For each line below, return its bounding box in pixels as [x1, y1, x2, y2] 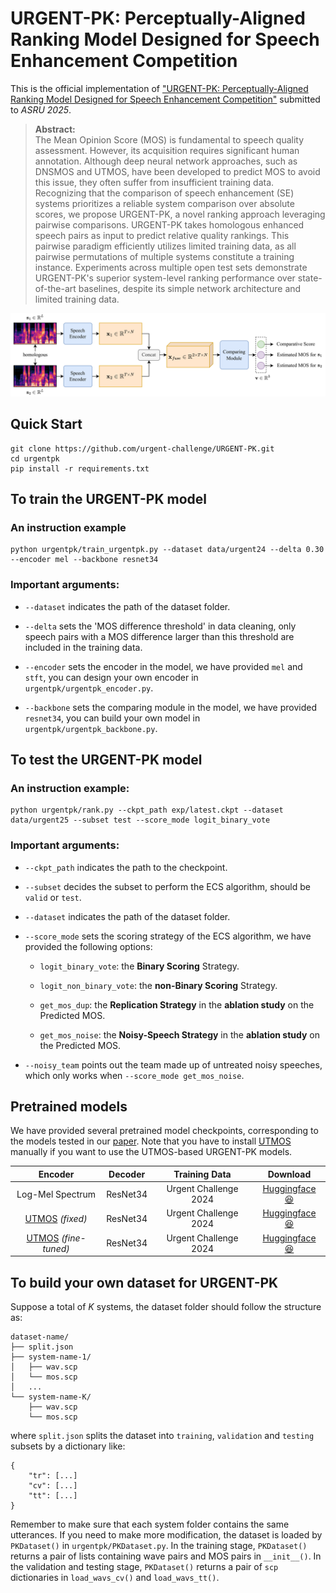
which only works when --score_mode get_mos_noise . [24, 1069, 245, 1081]
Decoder [108, 1168, 146, 1180]
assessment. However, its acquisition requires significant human [34, 144, 300, 156]
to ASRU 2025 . [10, 103, 72, 116]
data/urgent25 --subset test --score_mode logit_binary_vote [10, 815, 271, 826]
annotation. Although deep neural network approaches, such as [34, 155, 298, 167]
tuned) [42, 1242, 70, 1254]
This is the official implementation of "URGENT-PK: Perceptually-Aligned [10, 82, 309, 94]
